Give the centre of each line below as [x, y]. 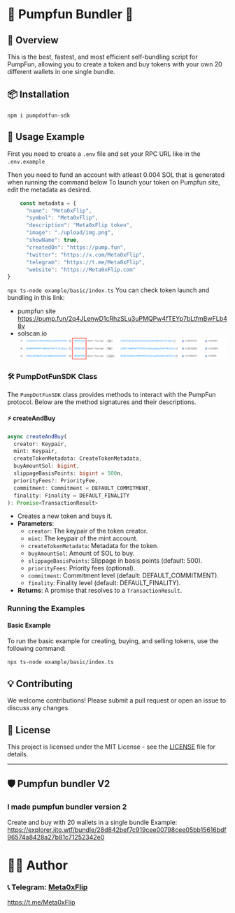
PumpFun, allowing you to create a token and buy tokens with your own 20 [115, 64]
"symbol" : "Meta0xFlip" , [62, 218]
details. [18, 754]
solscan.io [32, 333]
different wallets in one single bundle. [61, 72]
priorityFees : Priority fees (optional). [81, 568]
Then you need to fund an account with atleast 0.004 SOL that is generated [116, 175]
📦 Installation [38, 95]
